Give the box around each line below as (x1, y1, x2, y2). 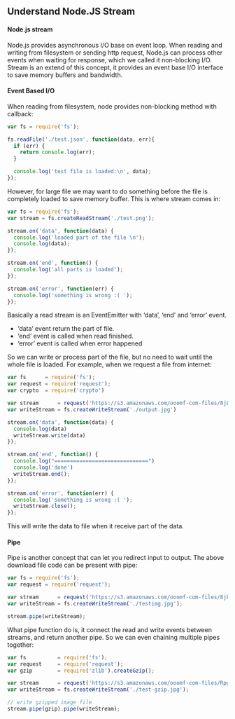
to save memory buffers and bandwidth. (7, 70, 123, 79)
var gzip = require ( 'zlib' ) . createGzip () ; (7, 667, 155, 674)
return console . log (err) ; (20, 149, 96, 156)
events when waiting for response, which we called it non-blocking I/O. (7, 55, 212, 64)
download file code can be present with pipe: (7, 561, 138, 570)
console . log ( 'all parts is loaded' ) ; (13, 266, 124, 273)
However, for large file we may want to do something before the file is (7, 187, 208, 196)
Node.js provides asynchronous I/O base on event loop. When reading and (7, 41, 222, 49)
